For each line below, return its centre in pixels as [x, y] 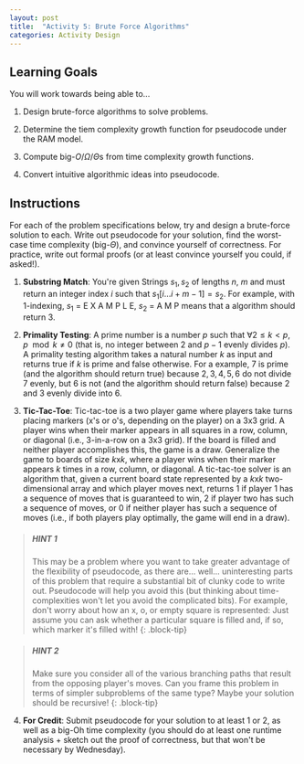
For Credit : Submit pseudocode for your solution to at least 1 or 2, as [152, 721]
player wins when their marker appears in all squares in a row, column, [155, 430]
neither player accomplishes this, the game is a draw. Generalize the [151, 450]
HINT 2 [45, 651]
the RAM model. [53, 139]
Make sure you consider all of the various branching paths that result [162, 674]
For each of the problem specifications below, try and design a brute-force [150, 225]
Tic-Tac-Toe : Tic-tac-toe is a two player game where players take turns [157, 411]
